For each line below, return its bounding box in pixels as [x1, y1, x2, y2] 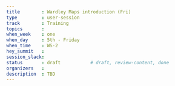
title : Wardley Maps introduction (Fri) [6, 8, 131, 15]
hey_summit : [6, 48, 45, 55]
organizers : [6, 65, 45, 71]
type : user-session [6, 15, 80, 21]
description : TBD [6, 71, 56, 77]
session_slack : [6, 54, 45, 60]
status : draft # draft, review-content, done [6, 59, 170, 65]
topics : [6, 25, 45, 32]
